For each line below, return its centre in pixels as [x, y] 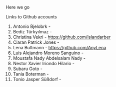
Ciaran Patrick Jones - [36, 42]
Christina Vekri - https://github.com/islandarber [62, 37]
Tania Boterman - [31, 74]
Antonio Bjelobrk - [32, 26]
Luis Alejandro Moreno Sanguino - [48, 53]
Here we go [17, 7]
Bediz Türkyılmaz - [32, 32]
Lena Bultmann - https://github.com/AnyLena [59, 47]
